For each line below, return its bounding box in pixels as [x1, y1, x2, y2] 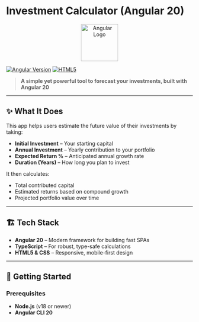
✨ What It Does [6, 107, 63, 117]
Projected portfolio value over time [14, 194, 99, 201]
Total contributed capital [14, 182, 75, 189]
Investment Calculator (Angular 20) [6, 4, 185, 18]
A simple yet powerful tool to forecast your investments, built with [20, 77, 188, 84]
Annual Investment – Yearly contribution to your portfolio [14, 146, 155, 153]
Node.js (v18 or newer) [14, 303, 72, 310]
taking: [6, 128, 23, 136]
